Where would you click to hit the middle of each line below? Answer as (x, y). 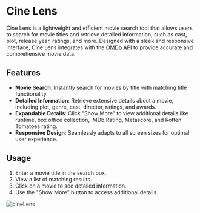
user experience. (36, 139)
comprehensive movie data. (41, 53)
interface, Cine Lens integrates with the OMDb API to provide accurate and (100, 47)
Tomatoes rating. (36, 126)
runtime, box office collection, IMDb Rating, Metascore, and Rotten (98, 120)
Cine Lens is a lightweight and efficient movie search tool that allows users (99, 28)
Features (23, 73)
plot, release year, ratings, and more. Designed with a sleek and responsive (100, 41)
